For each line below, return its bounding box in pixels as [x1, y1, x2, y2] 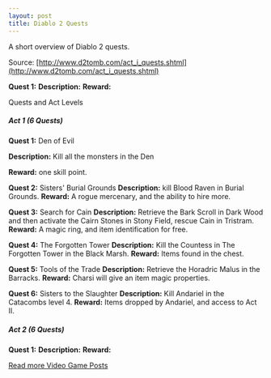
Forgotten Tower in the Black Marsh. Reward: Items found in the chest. [8, 248, 244, 259]
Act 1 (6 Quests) [8, 116, 63, 125]
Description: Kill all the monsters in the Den [8, 151, 155, 162]
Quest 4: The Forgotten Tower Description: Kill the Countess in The [8, 240, 235, 250]
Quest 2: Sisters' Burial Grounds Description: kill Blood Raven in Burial [8, 183, 244, 193]
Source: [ [8, 57, 39, 67]
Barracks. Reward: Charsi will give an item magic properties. [8, 273, 210, 283]
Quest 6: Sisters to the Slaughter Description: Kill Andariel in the [8, 289, 225, 299]
